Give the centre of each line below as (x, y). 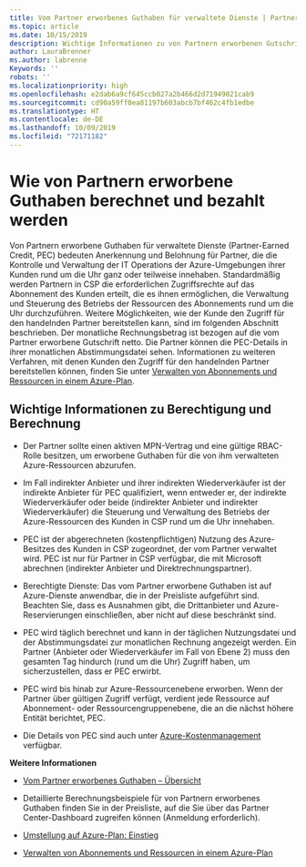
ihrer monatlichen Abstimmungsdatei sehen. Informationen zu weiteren (143, 352)
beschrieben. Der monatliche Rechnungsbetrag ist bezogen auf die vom (144, 332)
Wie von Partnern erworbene (122, 182)
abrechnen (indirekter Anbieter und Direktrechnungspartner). (137, 568)
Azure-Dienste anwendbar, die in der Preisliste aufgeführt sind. (141, 595)
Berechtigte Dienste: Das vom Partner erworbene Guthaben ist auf (147, 586)
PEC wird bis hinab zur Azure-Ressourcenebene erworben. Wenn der (153, 688)
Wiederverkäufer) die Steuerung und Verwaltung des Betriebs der (146, 512)
